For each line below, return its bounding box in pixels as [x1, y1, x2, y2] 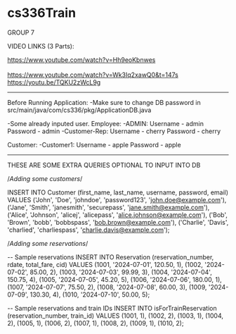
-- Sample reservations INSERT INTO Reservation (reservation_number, [7, 252, 214, 261]
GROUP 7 [7, 28, 35, 37]
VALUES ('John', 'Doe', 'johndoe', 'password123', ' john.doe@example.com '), [7, 195, 227, 204]
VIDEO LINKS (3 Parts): [7, 42, 74, 50]
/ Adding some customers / [7, 174, 83, 183]
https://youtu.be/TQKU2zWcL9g [7, 78, 101, 86]
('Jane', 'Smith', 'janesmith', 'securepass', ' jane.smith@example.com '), [7, 203, 210, 211]
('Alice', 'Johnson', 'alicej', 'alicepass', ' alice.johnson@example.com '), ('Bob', [7, 210, 228, 219]
